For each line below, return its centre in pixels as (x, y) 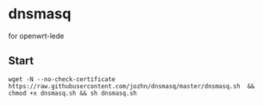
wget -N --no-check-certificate (62, 79)
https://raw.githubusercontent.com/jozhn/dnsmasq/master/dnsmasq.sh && (131, 86)
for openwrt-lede (36, 36)
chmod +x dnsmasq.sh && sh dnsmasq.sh (73, 93)
